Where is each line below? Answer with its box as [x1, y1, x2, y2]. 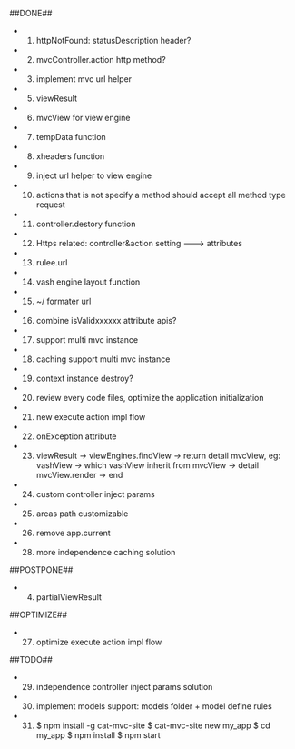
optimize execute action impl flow [35, 636, 162, 647]
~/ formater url [35, 295, 92, 306]
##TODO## [9, 654, 53, 664]
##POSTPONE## [9, 564, 74, 575]
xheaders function [35, 151, 105, 162]
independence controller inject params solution [35, 682, 213, 692]
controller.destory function [35, 218, 136, 229]
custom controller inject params [35, 489, 156, 499]
